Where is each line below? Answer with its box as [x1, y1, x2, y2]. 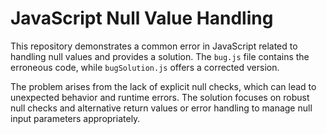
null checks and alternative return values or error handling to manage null [10, 102, 313, 114]
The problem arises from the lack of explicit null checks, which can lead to [10, 80, 317, 92]
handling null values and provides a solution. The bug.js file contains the [10, 50, 310, 62]
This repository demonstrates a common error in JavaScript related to [10, 40, 298, 52]
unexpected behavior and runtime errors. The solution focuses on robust [10, 91, 310, 103]
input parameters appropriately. [10, 112, 141, 124]
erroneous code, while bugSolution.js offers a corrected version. [10, 61, 280, 73]
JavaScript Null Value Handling [10, 7, 274, 30]
